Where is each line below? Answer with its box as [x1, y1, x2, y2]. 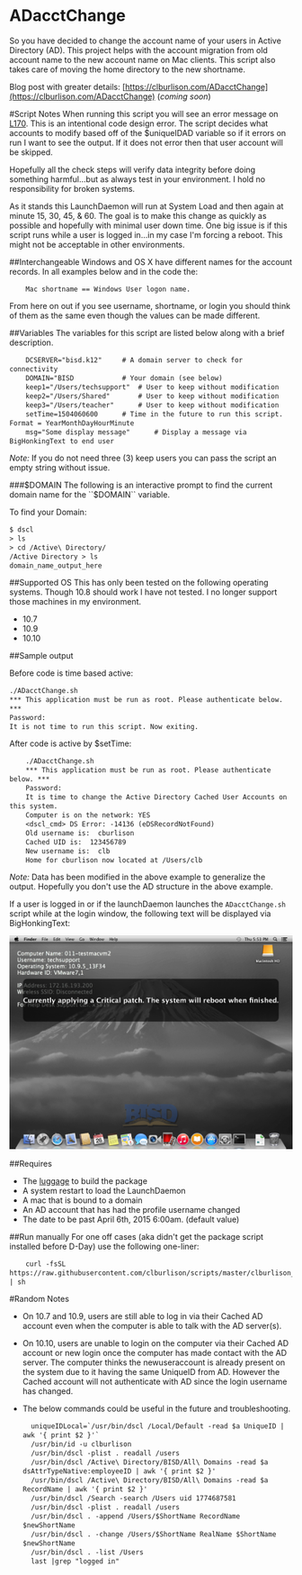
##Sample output [9, 650, 74, 660]
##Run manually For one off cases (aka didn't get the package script [9, 1232, 263, 1243]
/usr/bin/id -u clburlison [31, 1440, 132, 1449]
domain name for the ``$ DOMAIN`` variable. [9, 488, 171, 500]
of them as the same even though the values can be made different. [9, 310, 261, 321]
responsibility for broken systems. [9, 183, 136, 194]
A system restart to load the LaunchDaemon [22, 1186, 186, 1197]
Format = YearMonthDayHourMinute [9, 418, 135, 428]
